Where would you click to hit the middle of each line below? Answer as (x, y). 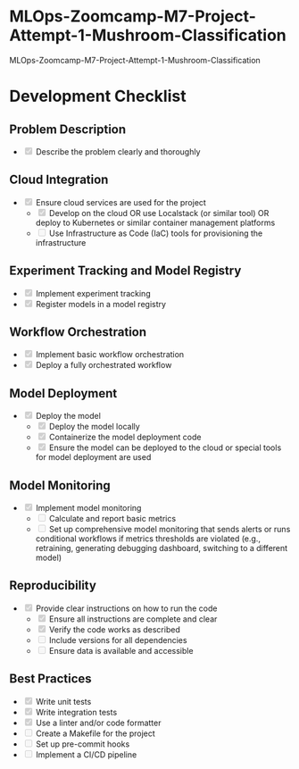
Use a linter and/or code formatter (98, 723)
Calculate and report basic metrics (112, 518)
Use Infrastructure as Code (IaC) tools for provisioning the (156, 233)
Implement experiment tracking (93, 293)
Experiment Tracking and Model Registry (125, 271)
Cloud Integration (59, 180)
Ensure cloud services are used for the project (121, 202)
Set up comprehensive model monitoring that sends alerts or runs (170, 529)
